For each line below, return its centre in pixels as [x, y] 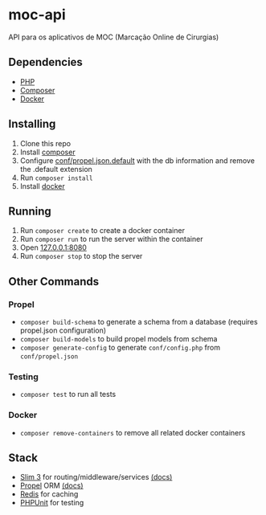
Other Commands [54, 282]
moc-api [37, 15]
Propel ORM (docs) [51, 486]
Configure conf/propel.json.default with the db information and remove [137, 160]
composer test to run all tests [68, 394]
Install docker [43, 186]
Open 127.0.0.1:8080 [53, 247]
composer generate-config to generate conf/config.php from [120, 348]
